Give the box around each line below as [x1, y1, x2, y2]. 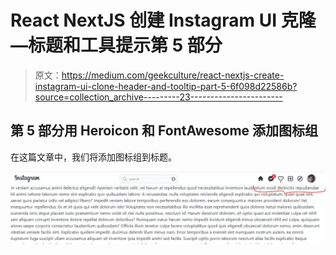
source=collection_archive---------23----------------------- [34, 91, 283, 103]
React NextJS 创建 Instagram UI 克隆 [10, 9, 317, 32]
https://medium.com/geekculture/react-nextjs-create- [61, 69, 285, 81]
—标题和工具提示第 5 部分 [10, 34, 223, 57]
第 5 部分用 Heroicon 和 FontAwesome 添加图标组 [10, 122, 319, 140]
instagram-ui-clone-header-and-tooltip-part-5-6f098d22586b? [34, 80, 298, 92]
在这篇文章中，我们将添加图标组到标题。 [10, 151, 177, 163]
